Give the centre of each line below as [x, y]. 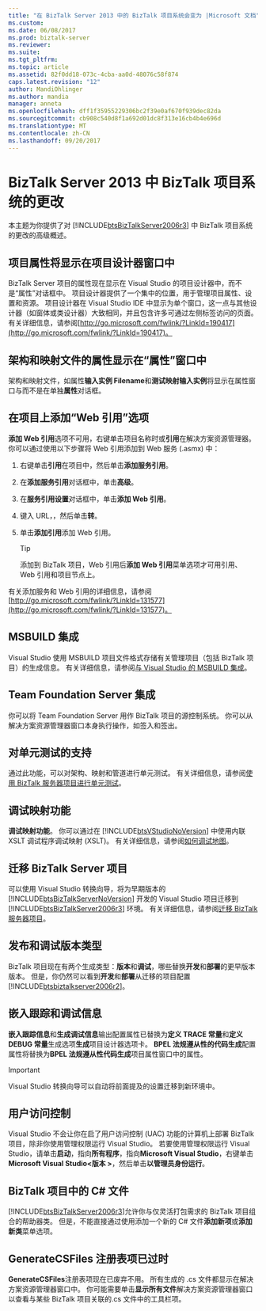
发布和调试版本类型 [55, 946]
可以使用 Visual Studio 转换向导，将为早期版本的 [87, 888]
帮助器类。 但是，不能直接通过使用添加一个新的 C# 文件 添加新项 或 [130, 1222]
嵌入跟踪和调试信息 [55, 1014]
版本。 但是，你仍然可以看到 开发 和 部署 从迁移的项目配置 [99, 976]
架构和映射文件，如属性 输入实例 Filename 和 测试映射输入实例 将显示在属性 [129, 381]
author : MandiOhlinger [46, 89]
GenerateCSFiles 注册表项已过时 [88, 1258]
